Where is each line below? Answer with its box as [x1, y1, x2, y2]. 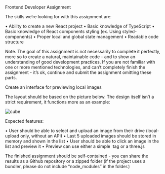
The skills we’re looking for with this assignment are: [5, 14, 112, 19]
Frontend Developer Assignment [5, 4, 71, 10]
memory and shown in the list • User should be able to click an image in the [5, 138, 159, 144]
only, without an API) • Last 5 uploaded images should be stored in [20, 133, 157, 139]
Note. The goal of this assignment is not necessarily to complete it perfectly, [5, 49, 161, 54]
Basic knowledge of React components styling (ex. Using [5, 29, 122, 34]
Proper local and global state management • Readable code [37, 34, 159, 39]
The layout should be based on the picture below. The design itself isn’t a [5, 94, 154, 100]
